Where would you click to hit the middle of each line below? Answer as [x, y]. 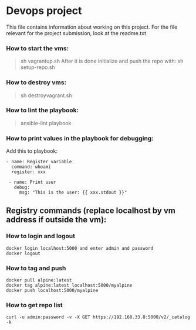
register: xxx [28, 172]
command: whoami [31, 167]
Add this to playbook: [32, 151]
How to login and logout [40, 236]
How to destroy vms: [36, 82]
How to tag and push [36, 268]
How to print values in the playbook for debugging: [80, 138]
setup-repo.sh [38, 67]
